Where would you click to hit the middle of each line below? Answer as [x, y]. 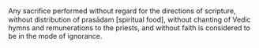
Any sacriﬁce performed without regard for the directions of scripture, [122, 11]
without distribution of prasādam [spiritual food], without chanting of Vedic [129, 19]
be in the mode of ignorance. [55, 36]
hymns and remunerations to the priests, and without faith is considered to [129, 28]
